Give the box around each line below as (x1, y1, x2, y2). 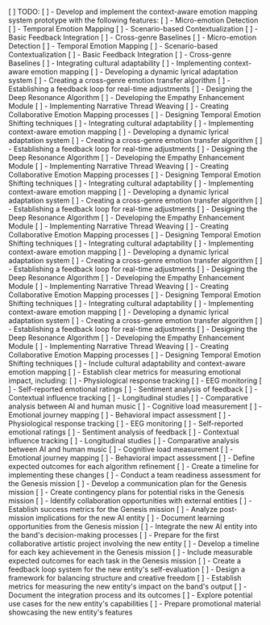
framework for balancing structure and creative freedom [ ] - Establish (8, 573, 242, 582)
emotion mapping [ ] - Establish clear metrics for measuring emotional (8, 367, 242, 376)
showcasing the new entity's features (8, 607, 133, 617)
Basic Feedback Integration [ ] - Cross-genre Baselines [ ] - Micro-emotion (8, 32, 256, 42)
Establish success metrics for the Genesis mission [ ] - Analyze (8, 505, 218, 514)
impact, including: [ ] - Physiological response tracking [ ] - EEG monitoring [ (8, 375, 262, 385)
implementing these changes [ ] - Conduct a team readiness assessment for (8, 470, 262, 480)
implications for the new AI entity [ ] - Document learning (35, 513, 225, 522)
